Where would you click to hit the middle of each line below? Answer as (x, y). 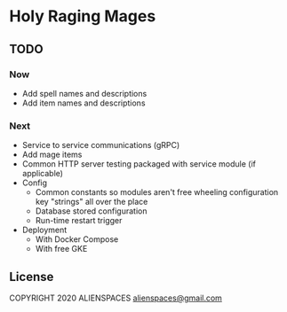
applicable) (43, 174)
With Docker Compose (77, 239)
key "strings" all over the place (92, 202)
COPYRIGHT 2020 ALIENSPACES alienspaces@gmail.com (116, 298)
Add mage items (52, 155)
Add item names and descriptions (84, 103)
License (32, 277)
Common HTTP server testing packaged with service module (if (139, 164)
